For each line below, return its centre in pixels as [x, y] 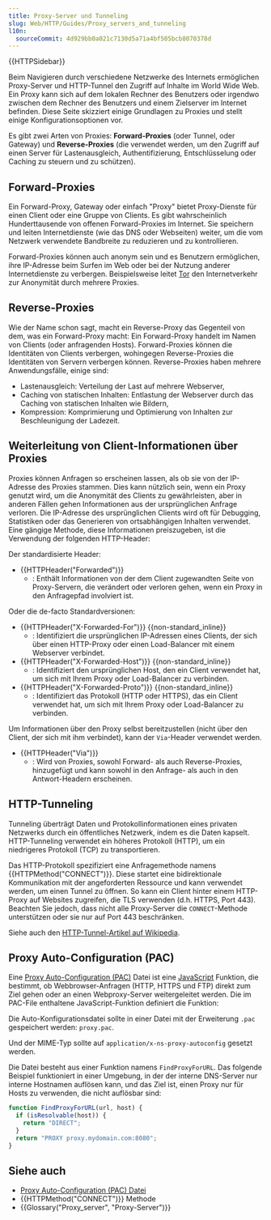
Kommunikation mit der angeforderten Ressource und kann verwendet [125, 882]
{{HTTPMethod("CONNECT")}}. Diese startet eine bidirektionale [115, 874]
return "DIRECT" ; [52, 1123]
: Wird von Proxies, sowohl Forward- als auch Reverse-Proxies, [137, 761]
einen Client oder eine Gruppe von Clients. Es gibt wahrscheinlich [118, 215]
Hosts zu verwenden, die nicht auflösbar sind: [85, 1093]
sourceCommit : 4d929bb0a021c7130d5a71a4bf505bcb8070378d [114, 38]
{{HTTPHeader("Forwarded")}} [72, 570]
